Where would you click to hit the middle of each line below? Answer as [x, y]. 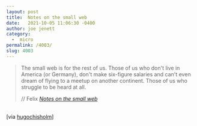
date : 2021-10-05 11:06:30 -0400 [51, 23]
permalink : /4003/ [29, 46]
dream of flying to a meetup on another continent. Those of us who [104, 80]
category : [19, 34]
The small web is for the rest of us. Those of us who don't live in [100, 68]
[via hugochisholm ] [30, 116]
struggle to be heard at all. [53, 87]
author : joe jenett [31, 28]
